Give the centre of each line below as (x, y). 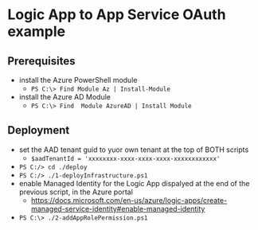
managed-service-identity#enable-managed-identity (118, 209)
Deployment (39, 130)
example (37, 31)
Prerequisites (41, 61)
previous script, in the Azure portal (76, 192)
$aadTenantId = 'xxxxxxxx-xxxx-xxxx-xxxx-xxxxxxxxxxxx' (125, 158)
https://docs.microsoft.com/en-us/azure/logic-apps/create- (129, 200)
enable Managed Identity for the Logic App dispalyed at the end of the (134, 183)
